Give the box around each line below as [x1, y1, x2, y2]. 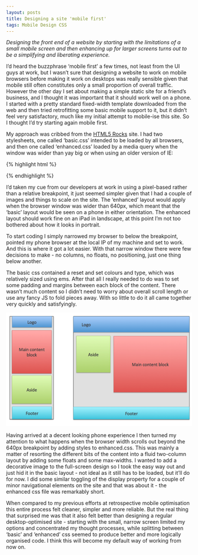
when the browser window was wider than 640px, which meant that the [6, 202, 180, 209]
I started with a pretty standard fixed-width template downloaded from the [6, 100, 187, 107]
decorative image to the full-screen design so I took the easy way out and [6, 463, 186, 470]
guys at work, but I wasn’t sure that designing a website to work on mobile [6, 69, 187, 76]
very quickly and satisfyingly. [6, 301, 77, 308]
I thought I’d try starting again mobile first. [6, 119, 108, 126]
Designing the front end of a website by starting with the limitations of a [6, 39, 181, 46]
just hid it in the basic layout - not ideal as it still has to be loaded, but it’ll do [6, 469, 190, 476]
